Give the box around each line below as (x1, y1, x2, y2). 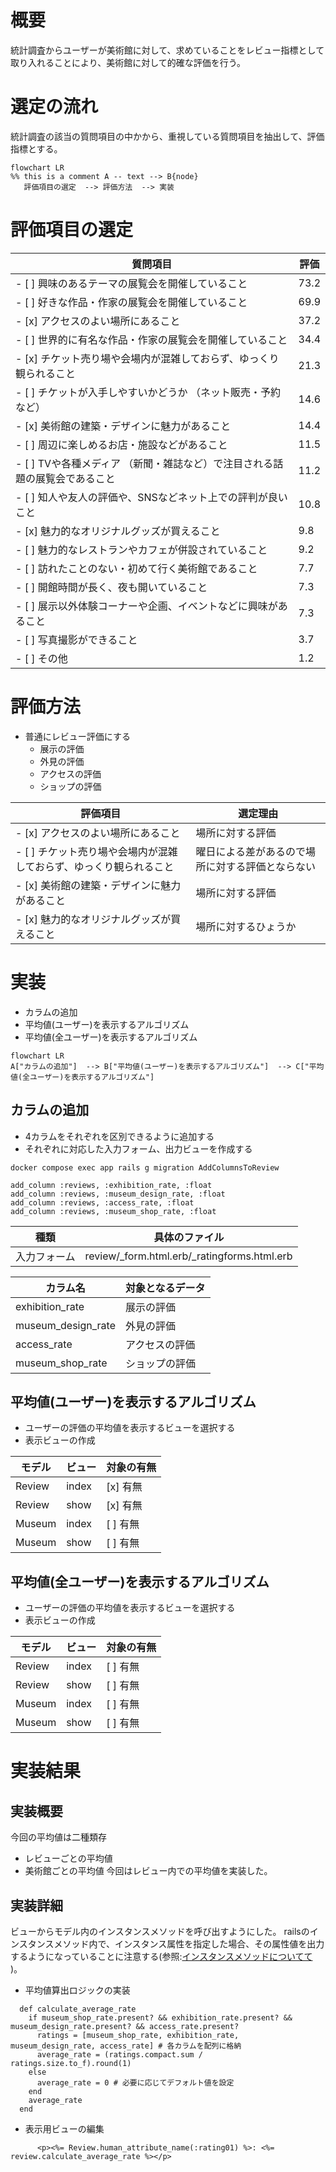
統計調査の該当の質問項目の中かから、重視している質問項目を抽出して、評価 (10, 130, 325, 142)
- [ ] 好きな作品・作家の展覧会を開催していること (15, 295, 248, 309)
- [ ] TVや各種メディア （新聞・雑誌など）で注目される (15, 456, 274, 470)
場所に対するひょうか (195, 919, 297, 933)
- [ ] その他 (15, 651, 68, 665)
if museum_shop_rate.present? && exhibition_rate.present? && (28, 2012, 293, 2023)
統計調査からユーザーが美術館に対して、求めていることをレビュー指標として (10, 44, 325, 56)
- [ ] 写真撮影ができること (15, 632, 138, 646)
